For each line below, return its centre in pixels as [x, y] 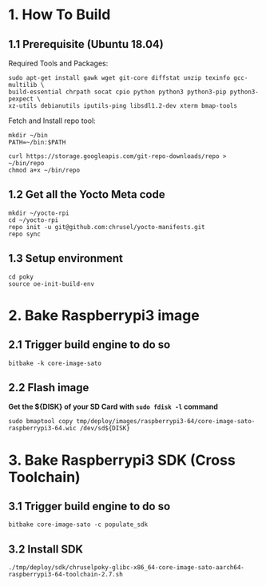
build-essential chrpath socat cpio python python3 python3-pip [117, 92]
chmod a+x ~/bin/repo [44, 170]
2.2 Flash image [49, 388]
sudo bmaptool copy [41, 422]
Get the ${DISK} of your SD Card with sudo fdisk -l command [113, 407]
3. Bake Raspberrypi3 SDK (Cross [122, 460]
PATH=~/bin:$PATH [37, 142]
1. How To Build [60, 15]
